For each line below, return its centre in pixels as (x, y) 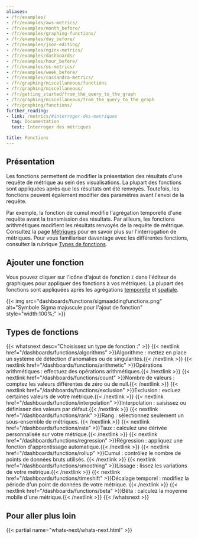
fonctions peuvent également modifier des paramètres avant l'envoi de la (95, 195)
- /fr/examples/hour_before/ (42, 61)
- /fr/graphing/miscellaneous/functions (57, 83)
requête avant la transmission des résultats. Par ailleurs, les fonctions (91, 219)
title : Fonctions (27, 138)
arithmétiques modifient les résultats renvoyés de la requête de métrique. (95, 225)
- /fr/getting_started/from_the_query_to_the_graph (71, 94)
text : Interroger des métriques (51, 127)
